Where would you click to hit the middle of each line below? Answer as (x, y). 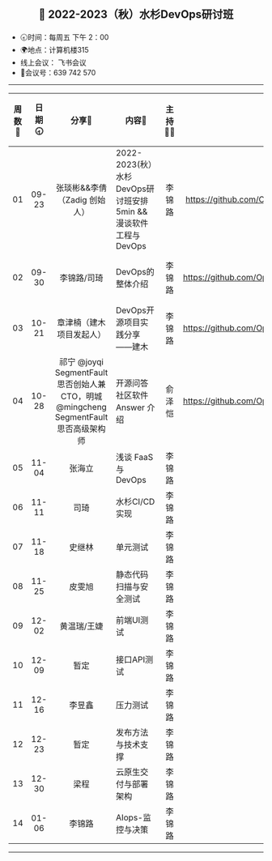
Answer (131, 407)
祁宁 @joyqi (81, 362)
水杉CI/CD (136, 502)
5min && (132, 211)
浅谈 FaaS (135, 458)
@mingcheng (81, 407)
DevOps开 (136, 310)
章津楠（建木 (82, 322)
